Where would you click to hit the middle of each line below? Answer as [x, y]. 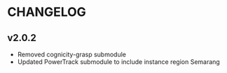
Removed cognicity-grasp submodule [71, 54]
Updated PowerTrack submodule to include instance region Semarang [119, 62]
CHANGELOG [47, 12]
